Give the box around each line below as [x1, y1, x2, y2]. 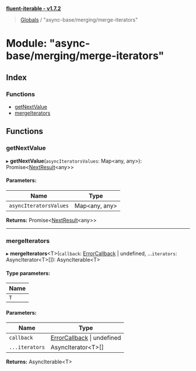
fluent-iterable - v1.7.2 [6, 5, 61, 12]
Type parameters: [6, 269, 51, 277]
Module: [6, 37, 47, 50]
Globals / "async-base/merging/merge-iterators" [20, 16, 138, 23]
